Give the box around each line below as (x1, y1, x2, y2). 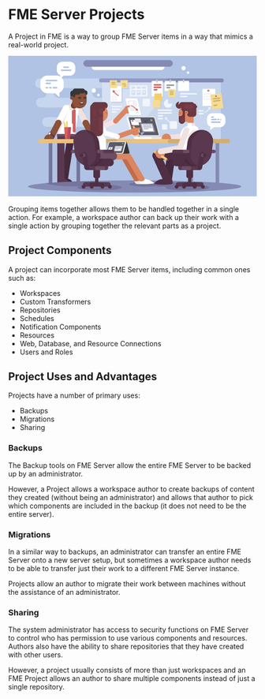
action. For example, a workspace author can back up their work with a (8, 212, 239, 222)
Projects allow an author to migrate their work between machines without (8, 578, 246, 589)
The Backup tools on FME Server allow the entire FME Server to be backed (8, 460, 251, 470)
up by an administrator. (8, 469, 84, 478)
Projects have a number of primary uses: (8, 391, 140, 400)
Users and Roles (19, 347, 73, 357)
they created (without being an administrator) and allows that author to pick (8, 492, 254, 502)
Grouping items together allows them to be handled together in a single (8, 204, 240, 214)
